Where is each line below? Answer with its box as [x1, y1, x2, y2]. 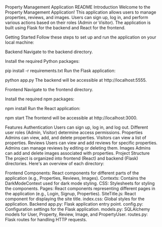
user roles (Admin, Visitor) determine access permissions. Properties [5, 130, 143, 135]
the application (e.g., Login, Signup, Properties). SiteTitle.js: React [5, 191, 136, 196]
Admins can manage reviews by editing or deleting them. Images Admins [5, 145, 151, 151]
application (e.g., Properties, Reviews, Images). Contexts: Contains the [5, 175, 146, 181]
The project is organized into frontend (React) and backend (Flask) [5, 155, 138, 161]
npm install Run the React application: [5, 106, 81, 111]
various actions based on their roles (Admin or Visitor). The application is [5, 19, 151, 25]
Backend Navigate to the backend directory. [5, 49, 93, 55]
